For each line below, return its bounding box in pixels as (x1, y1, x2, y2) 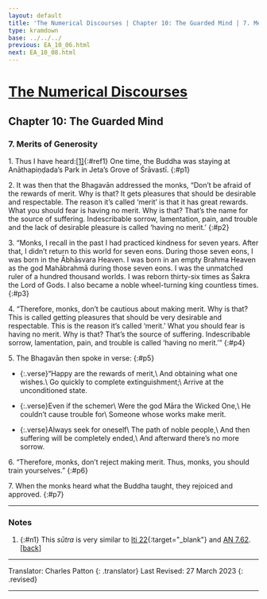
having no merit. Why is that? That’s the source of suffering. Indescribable (8, 329, 250, 339)
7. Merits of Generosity (8, 138, 98, 150)
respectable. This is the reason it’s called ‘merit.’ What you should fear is (8, 321, 246, 330)
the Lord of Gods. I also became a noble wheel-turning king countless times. (8, 280, 259, 290)
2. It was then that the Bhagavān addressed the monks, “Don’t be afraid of (8, 180, 252, 189)
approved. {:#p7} (8, 489, 64, 499)
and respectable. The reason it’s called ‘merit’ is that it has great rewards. (8, 196, 249, 207)
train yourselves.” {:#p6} (8, 465, 89, 475)
